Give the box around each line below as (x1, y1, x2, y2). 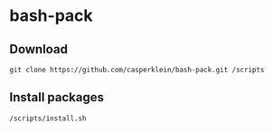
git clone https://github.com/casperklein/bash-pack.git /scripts (9, 65, 265, 74)
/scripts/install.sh (9, 114, 88, 123)
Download (9, 42, 68, 57)
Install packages (9, 90, 104, 105)
